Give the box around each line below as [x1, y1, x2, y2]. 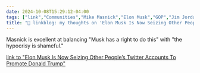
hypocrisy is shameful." [6, 42, 64, 49]
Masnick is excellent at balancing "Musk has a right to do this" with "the [6, 36, 183, 43]
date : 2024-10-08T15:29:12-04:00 [6, 8, 89, 15]
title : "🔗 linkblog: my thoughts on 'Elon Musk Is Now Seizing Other [6, 20, 183, 26]
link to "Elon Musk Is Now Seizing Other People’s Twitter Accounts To [6, 54, 177, 61]
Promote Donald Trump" [6, 60, 66, 67]
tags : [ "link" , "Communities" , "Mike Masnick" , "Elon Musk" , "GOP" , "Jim [6, 14, 180, 20]
